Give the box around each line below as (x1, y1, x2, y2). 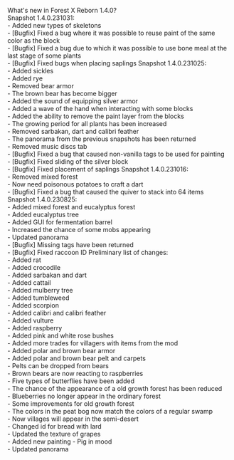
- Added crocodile (7, 263, 61, 271)
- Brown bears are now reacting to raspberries (7, 370, 144, 377)
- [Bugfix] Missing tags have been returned (7, 241, 134, 249)
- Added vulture (7, 316, 54, 325)
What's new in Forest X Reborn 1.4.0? (7, 6, 117, 14)
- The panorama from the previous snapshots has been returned (7, 135, 196, 143)
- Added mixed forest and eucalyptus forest (7, 203, 136, 211)
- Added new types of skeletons (7, 21, 102, 29)
